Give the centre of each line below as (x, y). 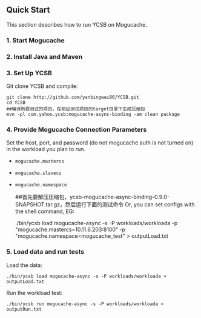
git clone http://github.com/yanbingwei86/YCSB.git (73, 97)
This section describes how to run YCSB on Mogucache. (77, 24)
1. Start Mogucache (35, 40)
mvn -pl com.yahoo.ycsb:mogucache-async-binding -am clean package (93, 114)
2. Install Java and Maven (44, 56)
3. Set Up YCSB (29, 73)
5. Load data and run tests (45, 252)
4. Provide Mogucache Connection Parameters (77, 129)
